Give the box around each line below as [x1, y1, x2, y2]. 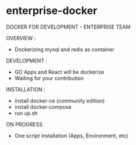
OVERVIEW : [6, 34, 36, 41]
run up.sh [14, 109, 38, 116]
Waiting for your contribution [14, 75, 84, 82]
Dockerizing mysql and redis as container [14, 45, 115, 53]
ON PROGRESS [6, 121, 43, 128]
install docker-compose [14, 103, 72, 110]
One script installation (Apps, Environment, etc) [14, 132, 128, 139]
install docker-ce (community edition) [14, 97, 105, 104]
